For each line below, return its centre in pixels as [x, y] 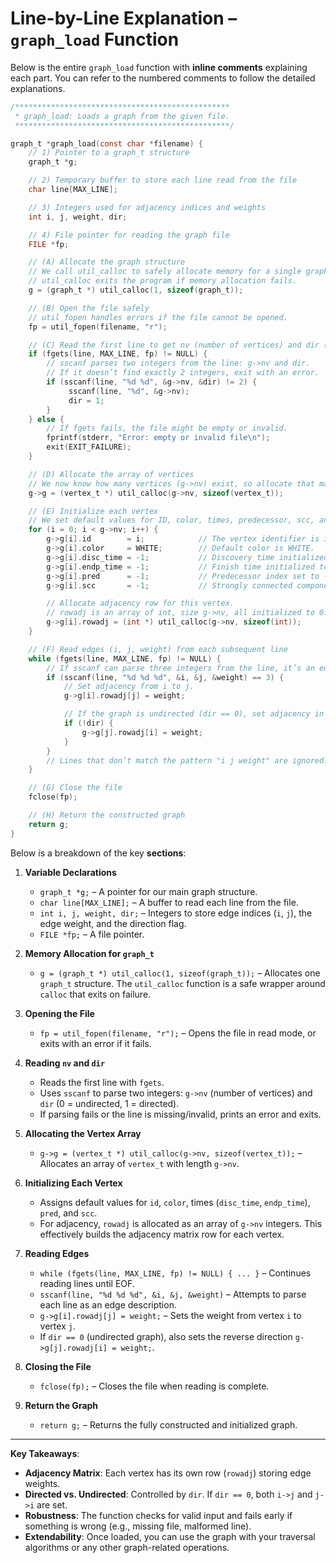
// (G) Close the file [75, 788]
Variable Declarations [70, 872]
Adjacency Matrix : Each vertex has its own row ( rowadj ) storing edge [168, 1473]
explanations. [38, 88]
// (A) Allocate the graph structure [107, 262]
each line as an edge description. [108, 1304]
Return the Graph [61, 1405]
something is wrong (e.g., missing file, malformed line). [138, 1526]
